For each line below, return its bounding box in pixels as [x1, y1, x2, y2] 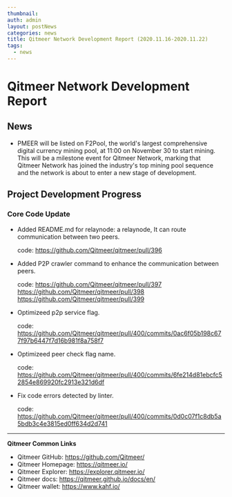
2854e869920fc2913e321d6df [17, 378, 105, 386]
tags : [7, 42, 23, 49]
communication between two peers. [17, 233, 120, 241]
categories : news [7, 29, 57, 37]
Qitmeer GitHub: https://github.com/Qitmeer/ [17, 453, 145, 461]
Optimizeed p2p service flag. [17, 308, 100, 316]
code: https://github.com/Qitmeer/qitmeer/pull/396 [17, 246, 162, 254]
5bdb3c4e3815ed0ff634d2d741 [17, 419, 108, 428]
